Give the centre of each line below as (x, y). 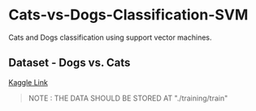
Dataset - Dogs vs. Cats (69, 63)
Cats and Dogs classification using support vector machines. (110, 37)
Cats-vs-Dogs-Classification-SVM (128, 15)
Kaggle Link (28, 82)
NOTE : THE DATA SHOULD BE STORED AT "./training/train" (128, 98)
